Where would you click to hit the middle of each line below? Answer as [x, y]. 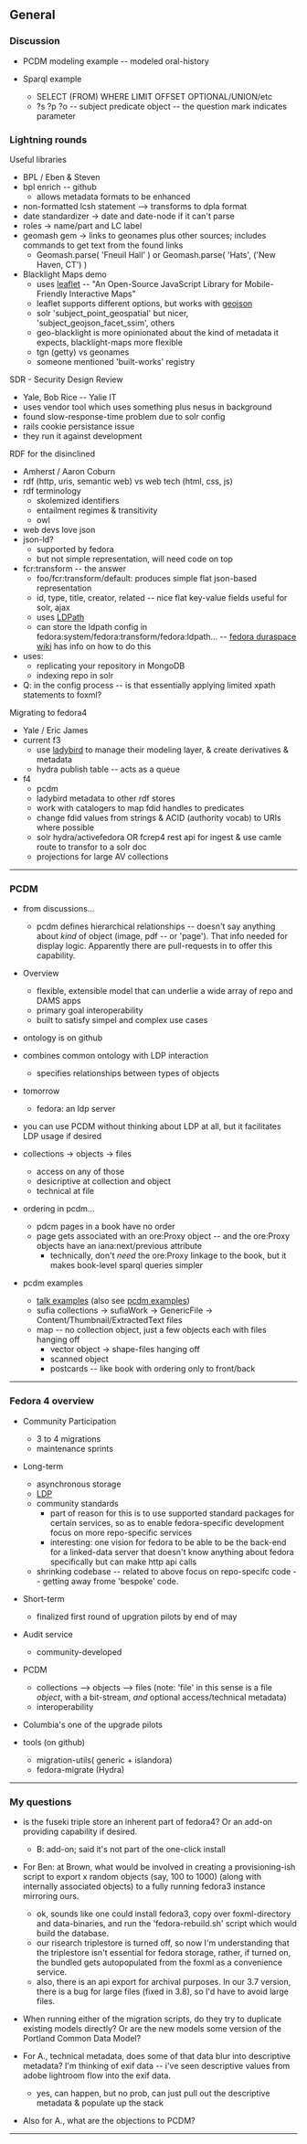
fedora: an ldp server [76, 1109]
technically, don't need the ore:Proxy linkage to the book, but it [168, 1255]
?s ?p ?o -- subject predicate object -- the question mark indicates [162, 106]
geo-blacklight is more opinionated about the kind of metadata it [157, 332]
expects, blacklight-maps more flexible [109, 342]
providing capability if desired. [80, 1831]
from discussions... [58, 909]
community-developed [79, 1652]
